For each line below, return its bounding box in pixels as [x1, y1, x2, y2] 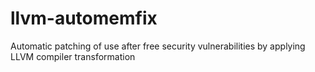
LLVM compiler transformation [10, 50, 136, 62]
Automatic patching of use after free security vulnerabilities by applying [10, 40, 306, 52]
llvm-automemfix [10, 7, 158, 30]
